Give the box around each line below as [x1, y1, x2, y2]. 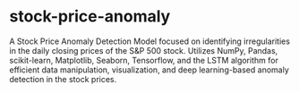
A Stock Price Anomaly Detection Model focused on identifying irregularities [9, 36, 291, 46]
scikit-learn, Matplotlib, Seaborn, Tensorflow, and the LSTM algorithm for [9, 55, 279, 65]
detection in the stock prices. [9, 73, 117, 84]
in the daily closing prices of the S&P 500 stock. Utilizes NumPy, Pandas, [9, 45, 278, 55]
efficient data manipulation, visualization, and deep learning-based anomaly [9, 64, 289, 75]
